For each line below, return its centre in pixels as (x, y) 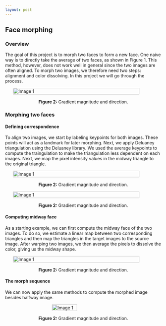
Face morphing (29, 30)
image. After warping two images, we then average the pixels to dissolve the (83, 244)
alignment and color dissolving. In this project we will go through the (75, 76)
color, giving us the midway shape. (41, 249)
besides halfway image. (29, 297)
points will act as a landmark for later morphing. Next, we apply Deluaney (80, 143)
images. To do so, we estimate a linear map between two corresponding (79, 233)
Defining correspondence (32, 127)
